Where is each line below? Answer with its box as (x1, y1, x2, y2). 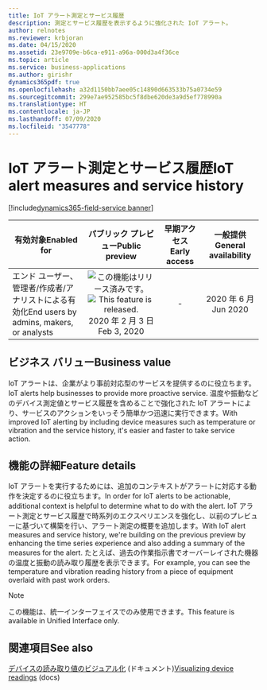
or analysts (12, 327, 54, 338)
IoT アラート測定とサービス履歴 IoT (8, 159, 234, 177)
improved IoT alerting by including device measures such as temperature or (8, 417, 256, 426)
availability (209, 250, 252, 261)
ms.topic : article (8, 56, 69, 64)
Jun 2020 (211, 304, 249, 315)
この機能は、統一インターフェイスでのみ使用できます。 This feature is (8, 607, 235, 617)
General (215, 239, 246, 250)
